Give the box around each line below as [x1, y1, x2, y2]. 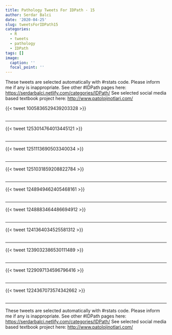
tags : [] [5, 50, 24, 55]
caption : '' [10, 60, 36, 65]
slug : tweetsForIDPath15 [5, 22, 58, 27]
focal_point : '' [10, 65, 45, 70]
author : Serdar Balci [5, 12, 52, 17]
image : [5, 55, 19, 61]
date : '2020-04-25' [5, 17, 47, 22]
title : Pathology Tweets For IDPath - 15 [5, 7, 95, 13]
